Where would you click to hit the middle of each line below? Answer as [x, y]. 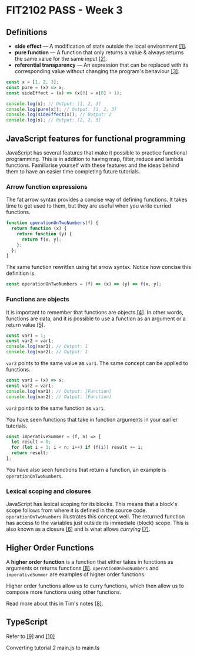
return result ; [30, 453]
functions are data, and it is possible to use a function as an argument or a [96, 318]
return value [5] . [26, 324]
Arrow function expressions [47, 186]
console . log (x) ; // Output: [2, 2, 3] [54, 120]
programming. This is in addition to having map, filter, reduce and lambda [95, 159]
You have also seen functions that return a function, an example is [86, 469]
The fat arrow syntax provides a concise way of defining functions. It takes [97, 200]
